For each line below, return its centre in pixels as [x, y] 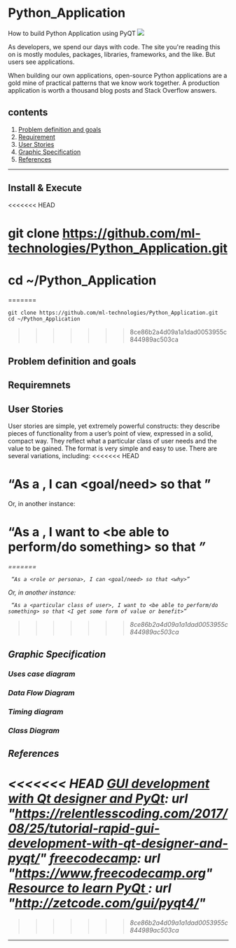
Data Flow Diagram [42, 693]
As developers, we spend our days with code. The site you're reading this [114, 46]
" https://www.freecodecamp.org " [110, 873]
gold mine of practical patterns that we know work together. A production [114, 83]
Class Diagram [34, 731]
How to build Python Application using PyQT [72, 33]
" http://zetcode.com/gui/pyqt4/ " [107, 903]
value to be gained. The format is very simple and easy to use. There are [113, 448]
